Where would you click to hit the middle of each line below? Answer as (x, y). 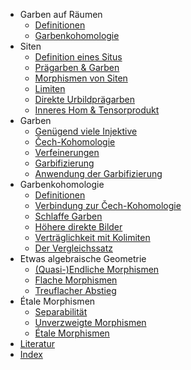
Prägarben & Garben (77, 67)
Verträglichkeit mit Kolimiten (92, 237)
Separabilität (61, 312)
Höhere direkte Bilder (78, 227)
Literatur (37, 343)
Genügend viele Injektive (86, 131)
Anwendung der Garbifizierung (98, 173)
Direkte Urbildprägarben (84, 99)
